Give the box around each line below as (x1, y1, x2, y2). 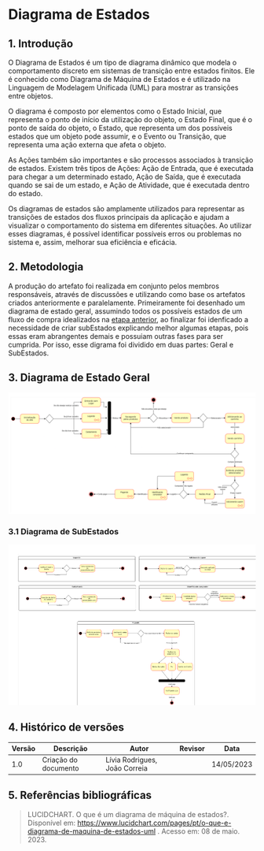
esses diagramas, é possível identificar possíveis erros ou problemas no (8, 229, 242, 238)
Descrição (53, 744, 88, 753)
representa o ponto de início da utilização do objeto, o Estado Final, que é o (8, 115, 253, 124)
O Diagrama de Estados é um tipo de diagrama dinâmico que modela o (8, 58, 237, 67)
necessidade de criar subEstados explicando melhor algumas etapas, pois (8, 323, 249, 333)
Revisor (179, 744, 206, 753)
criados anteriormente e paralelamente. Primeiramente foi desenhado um (8, 298, 246, 307)
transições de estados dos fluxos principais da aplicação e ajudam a (8, 213, 230, 221)
